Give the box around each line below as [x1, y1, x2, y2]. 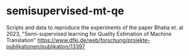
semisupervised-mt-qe [6, 4, 124, 18]
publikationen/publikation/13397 [6, 43, 86, 50]
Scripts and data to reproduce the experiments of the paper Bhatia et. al [6, 24, 184, 31]
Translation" [6, 36, 36, 43]
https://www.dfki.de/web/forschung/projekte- [37, 36, 151, 43]
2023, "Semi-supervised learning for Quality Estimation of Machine [6, 30, 172, 37]
